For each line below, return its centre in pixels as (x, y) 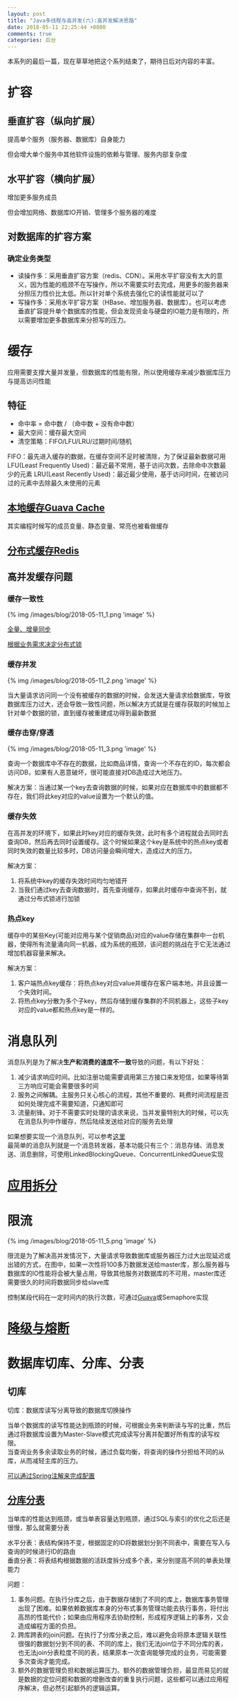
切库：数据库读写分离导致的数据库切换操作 (69, 1410)
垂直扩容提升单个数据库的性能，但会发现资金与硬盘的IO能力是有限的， (120, 311)
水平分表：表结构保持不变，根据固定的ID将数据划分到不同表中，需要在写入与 (119, 1542)
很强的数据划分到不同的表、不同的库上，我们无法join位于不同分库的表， (122, 1643)
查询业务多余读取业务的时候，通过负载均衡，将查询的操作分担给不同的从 (119, 1452)
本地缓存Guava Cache (56, 508)
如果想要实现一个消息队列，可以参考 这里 (66, 1137)
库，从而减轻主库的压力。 (45, 1460)
